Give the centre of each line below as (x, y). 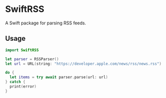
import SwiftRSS (22, 50)
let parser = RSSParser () (32, 59)
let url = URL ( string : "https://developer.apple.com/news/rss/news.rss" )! (84, 64)
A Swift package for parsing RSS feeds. (46, 23)
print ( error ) (23, 87)
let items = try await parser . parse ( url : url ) (59, 77)
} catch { (15, 82)
